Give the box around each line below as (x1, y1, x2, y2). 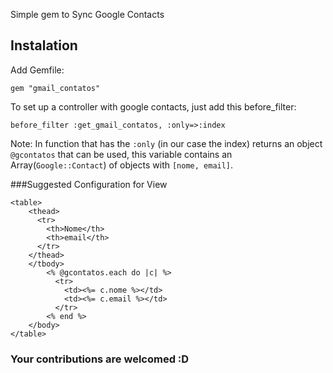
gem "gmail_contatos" (10, 83, 101, 93)
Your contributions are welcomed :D (10, 352, 190, 366)
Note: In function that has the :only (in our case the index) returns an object (10, 137, 323, 149)
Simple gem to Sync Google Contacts (10, 9, 165, 20)
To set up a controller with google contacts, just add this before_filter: (10, 100, 297, 113)
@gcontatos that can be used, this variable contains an (10, 148, 233, 160)
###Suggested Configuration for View (10, 178, 168, 190)
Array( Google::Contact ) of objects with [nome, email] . (10, 159, 234, 171)
